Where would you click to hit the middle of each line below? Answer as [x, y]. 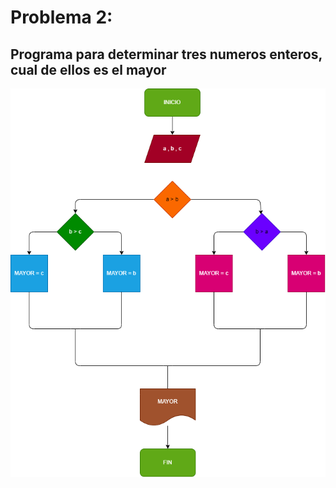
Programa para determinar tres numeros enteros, [166, 54]
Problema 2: [61, 17]
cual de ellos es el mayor [88, 69]
